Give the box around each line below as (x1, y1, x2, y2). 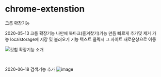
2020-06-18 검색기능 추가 (5, 66, 55, 72)
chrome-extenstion (5, 3, 85, 15)
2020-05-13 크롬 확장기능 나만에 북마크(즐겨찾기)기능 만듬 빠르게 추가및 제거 (5, 30, 151, 36)
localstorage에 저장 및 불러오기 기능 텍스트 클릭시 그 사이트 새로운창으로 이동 (10, 36, 157, 42)
